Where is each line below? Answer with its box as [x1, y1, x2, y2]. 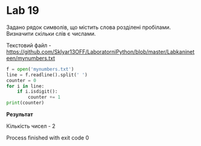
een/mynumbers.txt [6, 54, 56, 62]
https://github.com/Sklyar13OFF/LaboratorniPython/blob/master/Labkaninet [6, 48, 195, 55]
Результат [6, 111, 33, 118]
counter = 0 [6, 77, 36, 83]
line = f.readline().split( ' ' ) [6, 72, 88, 78]
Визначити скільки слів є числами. [6, 30, 97, 37]
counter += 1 [28, 94, 61, 100]
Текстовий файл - [6, 42, 51, 49]
